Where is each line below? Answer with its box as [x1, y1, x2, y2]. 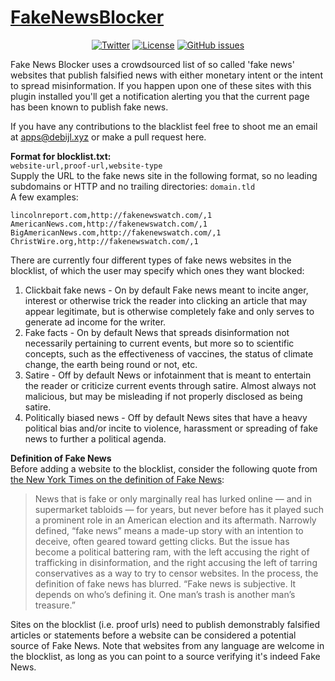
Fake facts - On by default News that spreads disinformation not [24, 326, 290, 338]
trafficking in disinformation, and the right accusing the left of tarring [34, 556, 318, 568]
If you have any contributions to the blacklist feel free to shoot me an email [10, 120, 318, 132]
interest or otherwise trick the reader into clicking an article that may [24, 294, 307, 306]
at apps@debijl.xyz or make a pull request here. [10, 131, 207, 143]
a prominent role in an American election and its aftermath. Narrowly [34, 514, 317, 526]
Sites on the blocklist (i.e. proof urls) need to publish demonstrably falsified [10, 618, 320, 630]
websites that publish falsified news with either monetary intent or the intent [10, 69, 323, 81]
